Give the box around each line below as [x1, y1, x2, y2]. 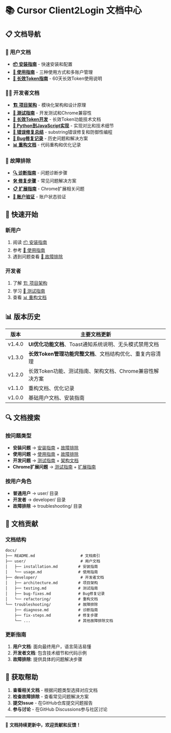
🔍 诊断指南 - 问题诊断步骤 [12, 170, 68, 176]
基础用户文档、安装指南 [28, 395, 85, 402]
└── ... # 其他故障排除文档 [14, 618, 113, 623]
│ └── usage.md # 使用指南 [5, 569, 98, 574]
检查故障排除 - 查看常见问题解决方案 [12, 694, 89, 700]
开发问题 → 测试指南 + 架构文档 [12, 457, 79, 463]
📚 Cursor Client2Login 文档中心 [5, 5, 142, 16]
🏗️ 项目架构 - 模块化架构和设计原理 [12, 102, 87, 108]
